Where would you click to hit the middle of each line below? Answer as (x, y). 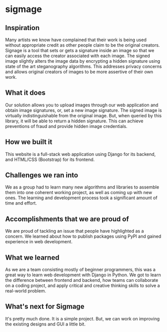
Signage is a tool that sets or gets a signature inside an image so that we (80, 50)
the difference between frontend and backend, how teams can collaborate (82, 280)
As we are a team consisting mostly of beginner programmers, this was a (80, 270)
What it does (25, 93)
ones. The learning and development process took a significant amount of (81, 198)
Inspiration (22, 28)
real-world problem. (26, 291)
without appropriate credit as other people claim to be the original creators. (82, 45)
